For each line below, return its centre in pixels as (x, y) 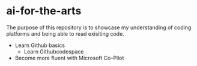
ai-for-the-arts (44, 11)
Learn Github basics (40, 45)
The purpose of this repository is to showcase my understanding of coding (99, 27)
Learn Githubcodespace (54, 51)
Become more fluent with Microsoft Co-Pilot (69, 58)
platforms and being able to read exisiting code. (65, 33)
